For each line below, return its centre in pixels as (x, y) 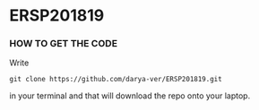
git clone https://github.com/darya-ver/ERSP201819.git (116, 80)
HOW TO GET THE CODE (64, 44)
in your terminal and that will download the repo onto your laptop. (130, 96)
